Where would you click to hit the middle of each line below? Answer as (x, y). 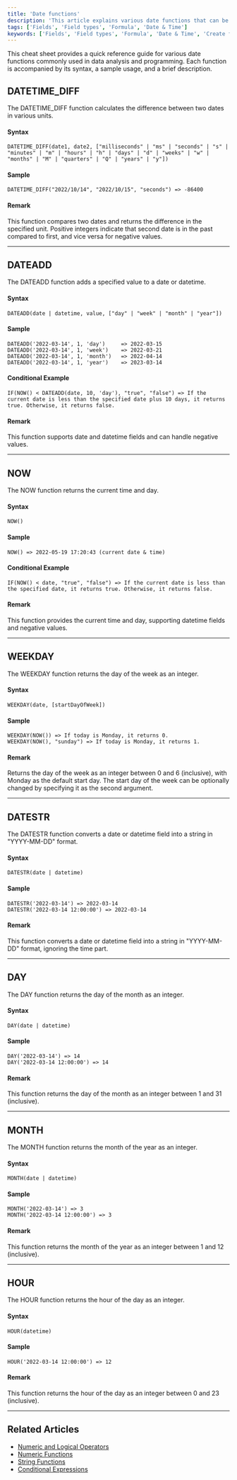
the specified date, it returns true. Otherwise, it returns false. (110, 589)
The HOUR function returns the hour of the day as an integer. (96, 1300)
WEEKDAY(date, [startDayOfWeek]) (56, 705)
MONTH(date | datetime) (42, 1178)
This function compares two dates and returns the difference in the (105, 221)
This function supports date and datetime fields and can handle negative (113, 437)
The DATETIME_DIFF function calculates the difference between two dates (116, 108)
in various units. (30, 116)
